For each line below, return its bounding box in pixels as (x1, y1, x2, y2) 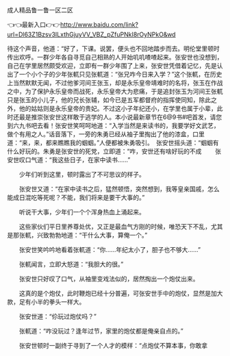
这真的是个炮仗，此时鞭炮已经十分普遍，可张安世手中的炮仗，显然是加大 (18, 290, 223, 297)
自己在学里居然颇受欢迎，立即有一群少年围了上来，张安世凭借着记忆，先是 (7, 62, 217, 70)
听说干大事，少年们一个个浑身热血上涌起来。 (18, 208, 145, 216)
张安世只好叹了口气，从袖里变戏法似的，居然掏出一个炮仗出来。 (18, 275, 199, 283)
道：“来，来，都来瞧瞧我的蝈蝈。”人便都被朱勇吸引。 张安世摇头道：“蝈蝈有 (7, 139, 219, 147)
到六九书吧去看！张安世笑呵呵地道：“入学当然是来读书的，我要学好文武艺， (7, 122, 220, 129)
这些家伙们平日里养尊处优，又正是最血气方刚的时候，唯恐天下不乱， (18, 222, 211, 231)
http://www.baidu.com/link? (60, 21, 139, 29)
